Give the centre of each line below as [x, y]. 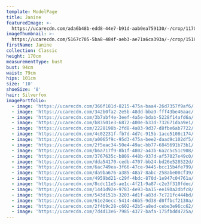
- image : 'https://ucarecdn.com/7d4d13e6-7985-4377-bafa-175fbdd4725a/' [104, 212]
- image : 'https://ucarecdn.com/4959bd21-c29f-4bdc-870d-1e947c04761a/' [104, 179]
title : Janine [24, 17]
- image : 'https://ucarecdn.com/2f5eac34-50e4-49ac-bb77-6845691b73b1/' [104, 145]
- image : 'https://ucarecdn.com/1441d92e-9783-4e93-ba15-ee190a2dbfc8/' [104, 189]
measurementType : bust [34, 62]
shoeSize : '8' [24, 90]
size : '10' [20, 84]
